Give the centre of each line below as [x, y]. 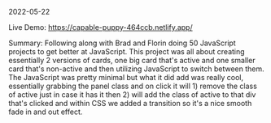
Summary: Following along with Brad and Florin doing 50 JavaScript [122, 43]
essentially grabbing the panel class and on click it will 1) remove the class [133, 86]
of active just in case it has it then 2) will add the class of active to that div [132, 95]
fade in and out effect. [46, 112]
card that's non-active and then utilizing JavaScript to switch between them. [136, 69]
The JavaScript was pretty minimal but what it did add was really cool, [126, 77]
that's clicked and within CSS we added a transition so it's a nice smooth [130, 103]
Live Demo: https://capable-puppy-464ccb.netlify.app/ [101, 27]
